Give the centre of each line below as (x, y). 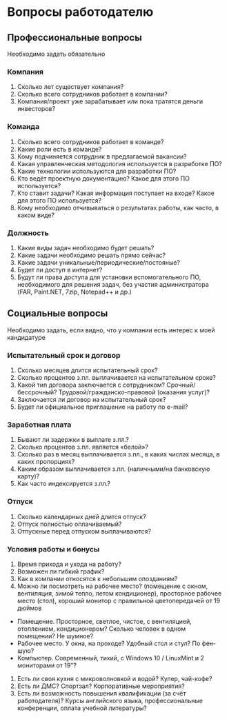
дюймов (29, 608)
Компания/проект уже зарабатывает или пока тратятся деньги (110, 101)
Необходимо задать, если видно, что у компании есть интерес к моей (111, 330)
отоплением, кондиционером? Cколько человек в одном (101, 629)
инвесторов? (36, 109)
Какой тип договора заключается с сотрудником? (91, 385)
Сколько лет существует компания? (70, 87)
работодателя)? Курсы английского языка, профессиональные (110, 700)
